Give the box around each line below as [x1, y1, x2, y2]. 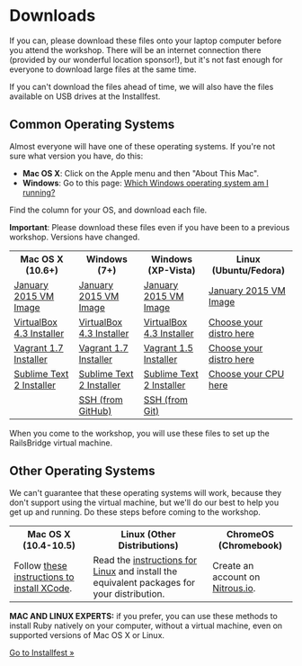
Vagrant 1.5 [143, 341, 194, 354]
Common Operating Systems [9, 117, 175, 132]
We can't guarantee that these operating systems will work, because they [9, 487, 282, 498]
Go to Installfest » [9, 647, 75, 658]
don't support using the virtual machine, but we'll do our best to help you [9, 497, 280, 508]
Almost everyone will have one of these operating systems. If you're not [9, 140, 276, 151]
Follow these [13, 559, 67, 571]
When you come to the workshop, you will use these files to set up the [9, 427, 270, 438]
